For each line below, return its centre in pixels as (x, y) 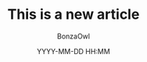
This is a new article (73, 15)
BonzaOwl (73, 36)
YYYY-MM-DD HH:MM (73, 51)
